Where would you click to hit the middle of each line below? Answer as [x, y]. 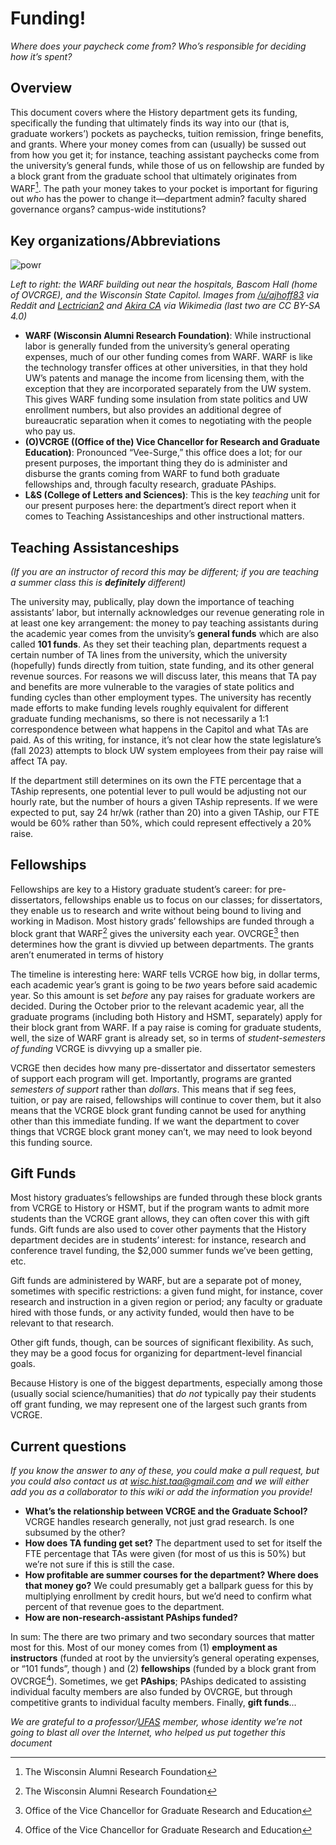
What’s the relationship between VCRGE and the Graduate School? [166, 1511]
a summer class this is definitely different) [98, 583]
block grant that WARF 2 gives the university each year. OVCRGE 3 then [155, 932]
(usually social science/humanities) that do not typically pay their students [163, 1394]
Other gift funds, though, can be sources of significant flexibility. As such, [162, 1343]
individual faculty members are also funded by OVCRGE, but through [151, 1691]
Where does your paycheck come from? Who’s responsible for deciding [158, 46]
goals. [23, 1364]
